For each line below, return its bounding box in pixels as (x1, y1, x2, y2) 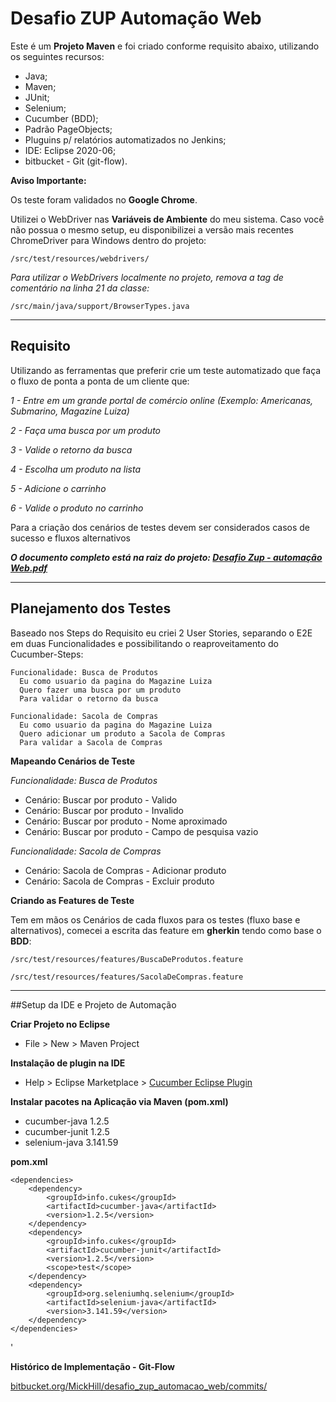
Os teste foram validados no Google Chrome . (10, 193, 198, 206)
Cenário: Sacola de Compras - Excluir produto (24, 875, 215, 887)
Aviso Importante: (10, 174, 87, 186)
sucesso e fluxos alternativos (10, 532, 131, 544)
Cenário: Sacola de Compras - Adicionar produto (24, 864, 227, 876)
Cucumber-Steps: (10, 648, 84, 660)
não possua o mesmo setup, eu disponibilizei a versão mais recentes (10, 223, 294, 236)
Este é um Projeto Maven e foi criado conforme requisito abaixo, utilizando (10, 40, 320, 52)
